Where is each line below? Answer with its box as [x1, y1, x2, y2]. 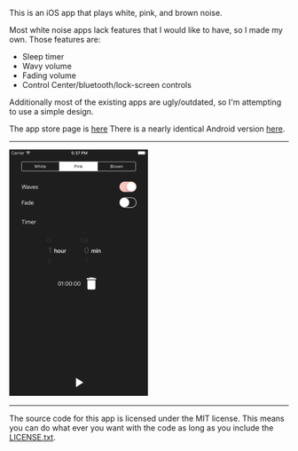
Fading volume [21, 70, 77, 81]
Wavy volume [21, 61, 73, 71]
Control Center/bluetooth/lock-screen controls [21, 80, 192, 90]
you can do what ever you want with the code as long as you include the [9, 423, 274, 433]
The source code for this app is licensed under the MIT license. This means [9, 413, 286, 424]
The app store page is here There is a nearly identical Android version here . [9, 123, 286, 134]
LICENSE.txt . [9, 432, 56, 443]
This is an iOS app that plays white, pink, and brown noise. [9, 8, 223, 18]
